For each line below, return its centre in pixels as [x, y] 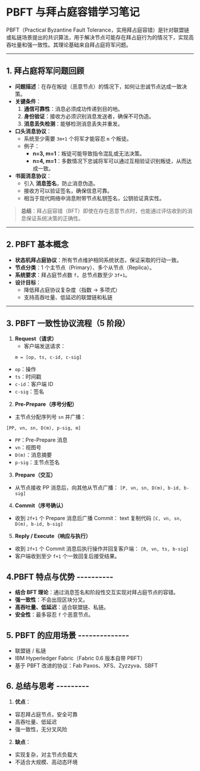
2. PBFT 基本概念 [37, 245]
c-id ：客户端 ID [34, 384]
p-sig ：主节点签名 [37, 462]
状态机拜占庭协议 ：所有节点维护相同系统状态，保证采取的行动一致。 [98, 260]
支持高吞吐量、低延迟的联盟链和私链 [68, 297]
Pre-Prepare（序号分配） [46, 404]
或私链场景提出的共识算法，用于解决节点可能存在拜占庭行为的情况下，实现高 [100, 37]
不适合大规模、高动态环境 [46, 762]
